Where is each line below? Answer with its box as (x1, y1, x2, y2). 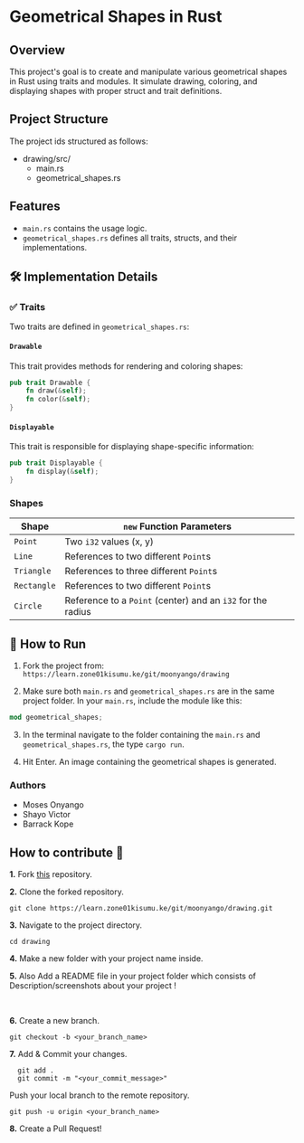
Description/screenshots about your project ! (9, 979, 176, 991)
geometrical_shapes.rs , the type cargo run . (22, 739, 185, 750)
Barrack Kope (22, 818, 74, 829)
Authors (9, 779, 47, 791)
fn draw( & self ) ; (25, 386, 88, 395)
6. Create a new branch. (9, 1015, 100, 1025)
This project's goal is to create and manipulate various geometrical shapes (9, 66, 288, 77)
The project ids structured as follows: (9, 136, 149, 146)
